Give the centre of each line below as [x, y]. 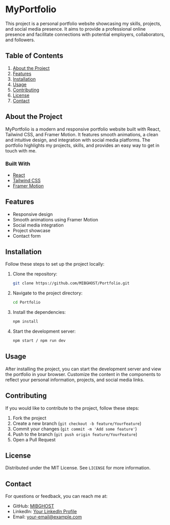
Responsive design [33, 214]
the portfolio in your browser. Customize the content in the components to [83, 374]
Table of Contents [34, 56]
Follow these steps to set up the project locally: [55, 264]
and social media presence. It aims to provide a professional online [76, 29]
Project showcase [31, 230]
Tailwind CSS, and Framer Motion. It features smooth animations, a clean [82, 134]
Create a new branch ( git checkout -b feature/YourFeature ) [77, 423]
